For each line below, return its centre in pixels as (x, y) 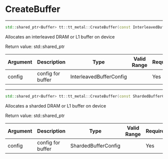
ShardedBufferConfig (95, 145)
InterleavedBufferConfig (99, 76)
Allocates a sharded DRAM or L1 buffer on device (56, 105)
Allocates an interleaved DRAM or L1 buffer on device (60, 36)
